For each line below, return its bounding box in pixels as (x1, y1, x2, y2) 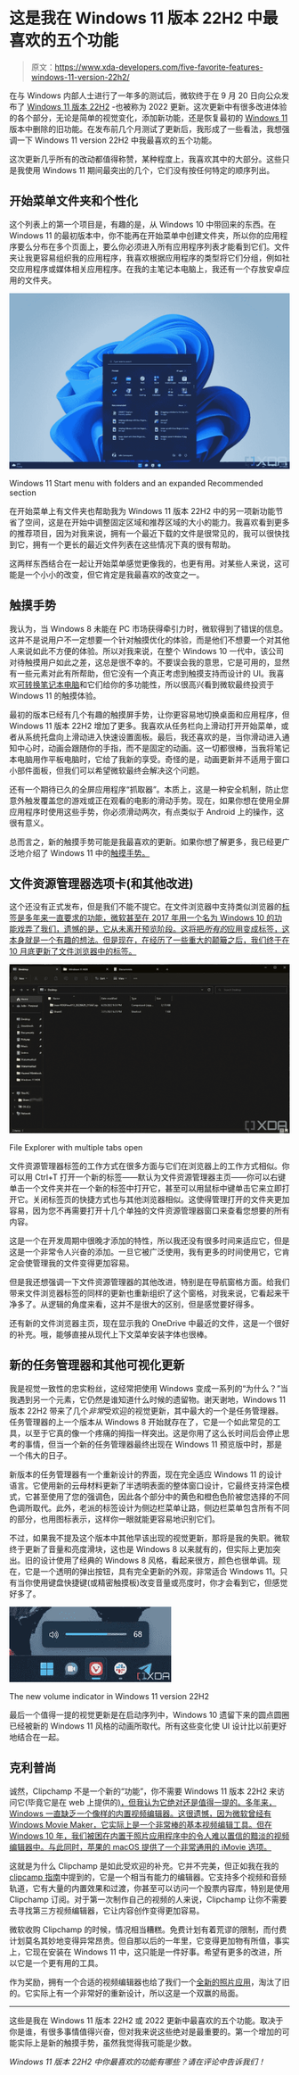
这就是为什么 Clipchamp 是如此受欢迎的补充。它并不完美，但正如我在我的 (9, 1860, 279, 1871)
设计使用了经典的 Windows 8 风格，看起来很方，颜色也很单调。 (39, 1555, 273, 1565)
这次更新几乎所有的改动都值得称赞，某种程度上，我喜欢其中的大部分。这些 (9, 154, 282, 164)
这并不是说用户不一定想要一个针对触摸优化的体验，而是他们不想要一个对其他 (9, 635, 290, 645)
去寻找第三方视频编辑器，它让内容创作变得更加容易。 (9, 1905, 205, 1915)
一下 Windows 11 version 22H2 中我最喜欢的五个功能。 (16, 135, 217, 145)
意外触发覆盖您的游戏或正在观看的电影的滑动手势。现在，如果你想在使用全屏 (9, 795, 290, 806)
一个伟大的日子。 (9, 1449, 72, 1460)
